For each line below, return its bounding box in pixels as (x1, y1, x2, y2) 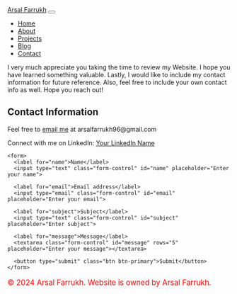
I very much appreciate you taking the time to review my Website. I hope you (7, 63, 231, 72)
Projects (17, 34, 42, 43)
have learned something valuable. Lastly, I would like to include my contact (7, 71, 226, 79)
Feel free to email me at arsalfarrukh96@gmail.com (7, 125, 157, 133)
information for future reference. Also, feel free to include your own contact (7, 78, 228, 86)
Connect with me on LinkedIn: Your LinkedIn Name (7, 138, 155, 147)
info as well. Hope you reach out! (7, 86, 104, 94)
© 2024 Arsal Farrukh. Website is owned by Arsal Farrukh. (7, 278, 212, 288)
